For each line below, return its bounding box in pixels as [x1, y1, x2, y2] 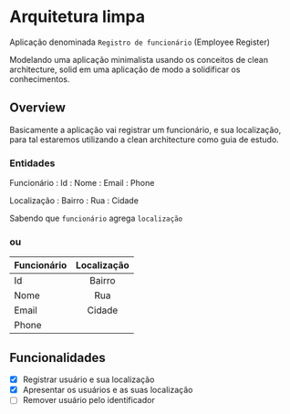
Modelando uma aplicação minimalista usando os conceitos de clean [9, 54, 269, 65]
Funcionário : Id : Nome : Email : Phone [9, 178, 155, 189]
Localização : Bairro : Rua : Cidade [9, 195, 140, 206]
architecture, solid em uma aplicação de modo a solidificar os [9, 64, 241, 75]
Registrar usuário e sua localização [22, 374, 155, 385]
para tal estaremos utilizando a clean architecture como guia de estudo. [9, 134, 280, 145]
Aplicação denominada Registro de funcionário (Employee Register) [9, 36, 271, 47]
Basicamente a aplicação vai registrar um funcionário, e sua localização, [9, 124, 282, 135]
